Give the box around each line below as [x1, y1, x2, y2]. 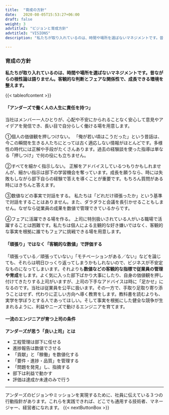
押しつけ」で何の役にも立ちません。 [14, 152, 89, 158]
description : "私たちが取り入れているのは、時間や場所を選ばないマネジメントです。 [5, 36, 160, 41]
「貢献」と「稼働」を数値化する [12, 351, 79, 357]
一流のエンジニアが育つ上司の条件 [5, 316, 76, 322]
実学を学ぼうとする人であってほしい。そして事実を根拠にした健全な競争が [5, 297, 159, 303]
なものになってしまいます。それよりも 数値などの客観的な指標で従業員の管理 [5, 266, 163, 272]
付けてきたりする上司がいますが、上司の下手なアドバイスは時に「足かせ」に [5, 278, 163, 284]
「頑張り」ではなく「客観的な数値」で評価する [5, 241, 102, 247]
